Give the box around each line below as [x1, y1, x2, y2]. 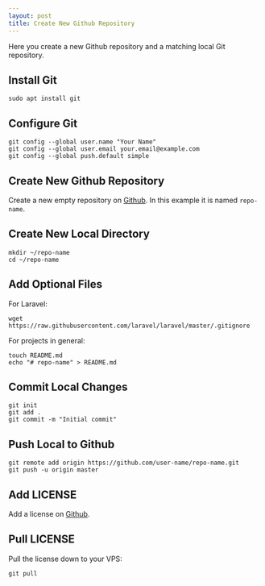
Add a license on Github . [8, 509, 90, 518]
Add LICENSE [8, 488, 77, 501]
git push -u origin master [8, 466, 99, 474]
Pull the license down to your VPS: [8, 554, 122, 563]
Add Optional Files [8, 277, 103, 291]
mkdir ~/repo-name [8, 248, 70, 256]
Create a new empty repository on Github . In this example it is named [8, 195, 238, 205]
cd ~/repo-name [8, 256, 60, 264]
